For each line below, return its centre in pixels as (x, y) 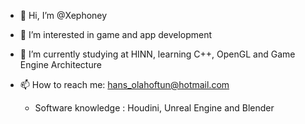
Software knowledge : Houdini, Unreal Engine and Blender (154, 108)
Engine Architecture (60, 64)
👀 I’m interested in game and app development (116, 34)
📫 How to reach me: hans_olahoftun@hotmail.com (124, 84)
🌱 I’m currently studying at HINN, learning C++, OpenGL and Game (157, 54)
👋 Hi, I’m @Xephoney (63, 15)
